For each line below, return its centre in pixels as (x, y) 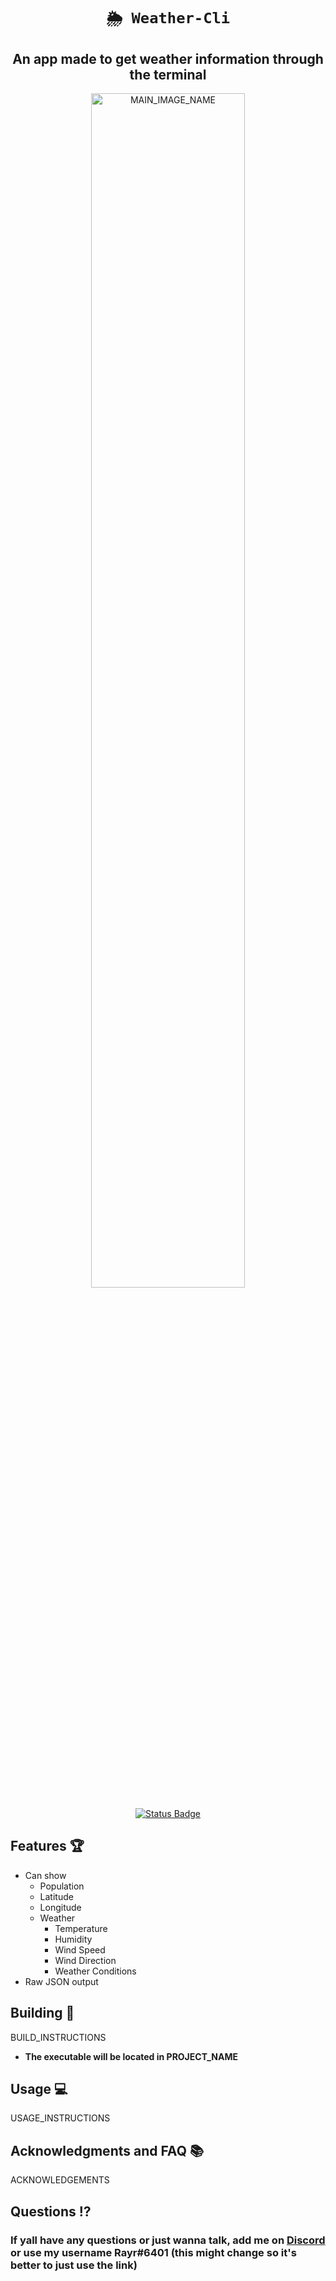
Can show (45, 1875)
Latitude (56, 1896)
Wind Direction (85, 1960)
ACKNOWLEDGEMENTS (60, 2180)
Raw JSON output (61, 1981)
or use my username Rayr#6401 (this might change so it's (153, 2252)
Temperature (81, 1928)
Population (62, 1886)
